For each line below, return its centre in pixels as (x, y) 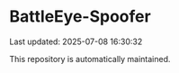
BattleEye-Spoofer (80, 17)
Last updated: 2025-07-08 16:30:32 (76, 41)
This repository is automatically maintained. (90, 59)
